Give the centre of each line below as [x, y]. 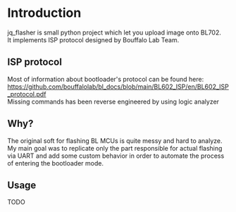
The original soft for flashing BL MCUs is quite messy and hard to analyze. [115, 141]
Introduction [44, 13]
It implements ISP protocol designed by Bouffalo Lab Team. [93, 39]
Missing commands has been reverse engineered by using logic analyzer [113, 101]
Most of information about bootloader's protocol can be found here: [106, 79]
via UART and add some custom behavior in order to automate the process [116, 156]
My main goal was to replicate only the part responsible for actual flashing [115, 148]
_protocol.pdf [27, 94]
